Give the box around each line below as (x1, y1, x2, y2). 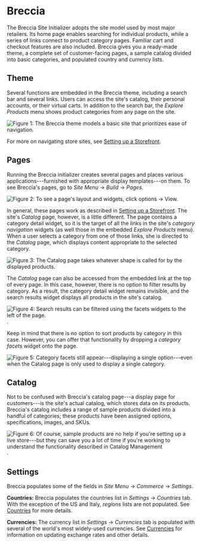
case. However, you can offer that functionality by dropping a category (7, 336, 181, 343)
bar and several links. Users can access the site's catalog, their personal (7, 95, 185, 102)
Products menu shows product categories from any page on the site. (7, 108, 176, 115)
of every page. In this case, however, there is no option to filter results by (7, 281, 187, 288)
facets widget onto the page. (7, 342, 78, 350)
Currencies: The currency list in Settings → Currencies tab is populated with (7, 519, 195, 526)
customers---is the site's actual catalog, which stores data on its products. (7, 400, 190, 407)
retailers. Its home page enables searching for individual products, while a (7, 30, 188, 37)
